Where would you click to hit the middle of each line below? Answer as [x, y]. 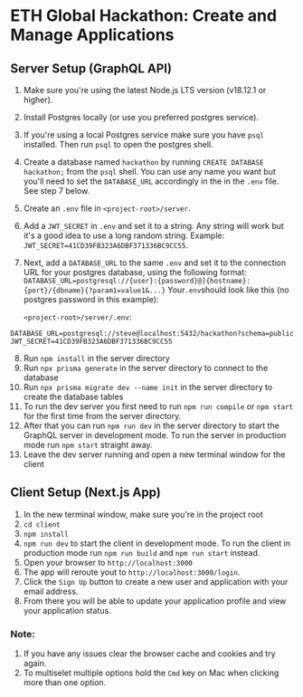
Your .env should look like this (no [228, 290]
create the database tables [73, 396]
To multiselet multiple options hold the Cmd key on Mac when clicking [151, 673]
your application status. [67, 610]
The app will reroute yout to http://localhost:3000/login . [132, 572]
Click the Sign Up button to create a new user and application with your [156, 581]
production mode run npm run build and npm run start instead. [142, 552]
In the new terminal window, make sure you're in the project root [143, 514]
